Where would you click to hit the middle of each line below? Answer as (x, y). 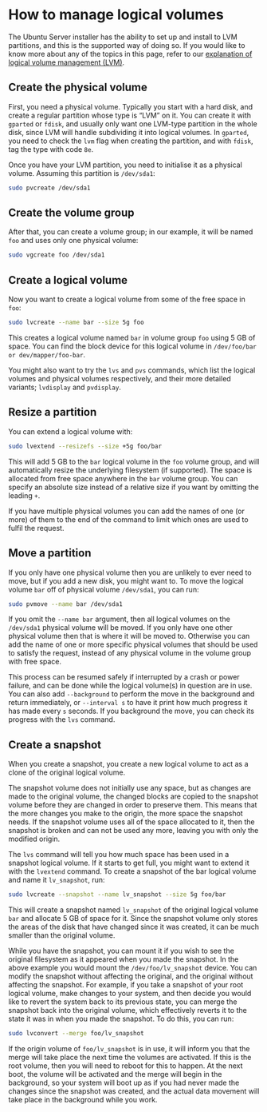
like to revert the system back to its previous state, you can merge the (123, 1002)
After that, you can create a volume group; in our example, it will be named (131, 232)
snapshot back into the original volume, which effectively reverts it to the (128, 1010)
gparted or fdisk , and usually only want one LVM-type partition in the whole (133, 124)
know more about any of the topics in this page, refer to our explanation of (130, 54)
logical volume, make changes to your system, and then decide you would (130, 994)
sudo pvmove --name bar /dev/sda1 (66, 604)
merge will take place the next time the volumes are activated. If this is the (130, 1057)
